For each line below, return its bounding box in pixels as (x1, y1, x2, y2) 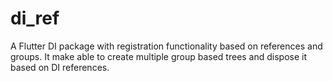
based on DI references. (10, 61, 110, 73)
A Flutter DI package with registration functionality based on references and (10, 40, 323, 52)
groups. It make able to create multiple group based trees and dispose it (10, 50, 308, 62)
